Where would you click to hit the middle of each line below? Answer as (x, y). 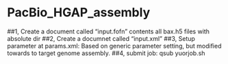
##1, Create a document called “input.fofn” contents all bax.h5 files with (109, 31)
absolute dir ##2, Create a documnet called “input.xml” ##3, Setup (101, 38)
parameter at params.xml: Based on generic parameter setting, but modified (114, 46)
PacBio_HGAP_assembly (79, 13)
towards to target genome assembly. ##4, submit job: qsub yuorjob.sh (106, 53)
